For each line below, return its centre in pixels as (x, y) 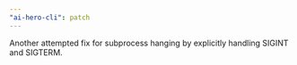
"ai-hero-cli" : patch (50, 17)
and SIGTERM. (36, 52)
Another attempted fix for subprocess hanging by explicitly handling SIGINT (149, 43)
